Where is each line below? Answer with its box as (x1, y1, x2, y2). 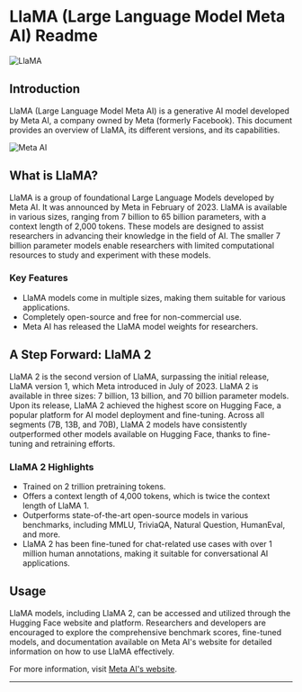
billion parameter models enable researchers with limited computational (9, 240, 275, 250)
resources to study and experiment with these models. (9, 250, 211, 260)
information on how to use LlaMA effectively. (9, 646, 175, 657)
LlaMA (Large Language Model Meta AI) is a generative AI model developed (9, 105, 290, 116)
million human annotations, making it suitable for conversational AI (22, 548, 269, 559)
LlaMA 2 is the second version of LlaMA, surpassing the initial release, (9, 371, 270, 382)
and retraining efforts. (34, 438, 116, 449)
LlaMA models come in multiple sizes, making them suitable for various (22, 292, 286, 303)
